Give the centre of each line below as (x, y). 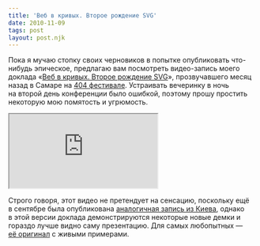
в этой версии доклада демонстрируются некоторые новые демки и (124, 218)
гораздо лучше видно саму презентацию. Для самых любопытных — (126, 225)
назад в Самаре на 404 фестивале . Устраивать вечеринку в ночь (119, 85)
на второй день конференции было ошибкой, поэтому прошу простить (128, 94)
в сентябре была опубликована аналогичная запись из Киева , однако (126, 209)
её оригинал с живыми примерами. (69, 234)
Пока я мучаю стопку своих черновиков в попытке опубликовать (119, 60)
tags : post (26, 30)
